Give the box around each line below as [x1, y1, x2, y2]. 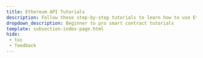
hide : [6, 31, 20, 37]
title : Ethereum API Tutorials [6, 8, 85, 15]
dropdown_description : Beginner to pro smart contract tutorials [6, 20, 174, 26]
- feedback [8, 43, 36, 49]
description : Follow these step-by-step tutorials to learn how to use [6, 14, 190, 21]
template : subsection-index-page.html [6, 25, 104, 32]
